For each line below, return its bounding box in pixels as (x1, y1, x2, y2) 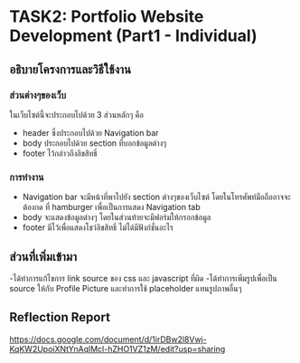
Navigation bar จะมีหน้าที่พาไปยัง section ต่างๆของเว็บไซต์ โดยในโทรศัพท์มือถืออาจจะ (22, 192, 291, 203)
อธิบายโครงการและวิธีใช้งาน (9, 62, 132, 77)
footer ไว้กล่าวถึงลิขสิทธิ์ (22, 148, 98, 158)
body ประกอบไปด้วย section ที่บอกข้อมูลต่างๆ (22, 138, 167, 148)
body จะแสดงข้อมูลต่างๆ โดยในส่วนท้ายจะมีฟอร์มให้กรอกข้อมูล (22, 212, 211, 223)
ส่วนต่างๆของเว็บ (9, 89, 67, 101)
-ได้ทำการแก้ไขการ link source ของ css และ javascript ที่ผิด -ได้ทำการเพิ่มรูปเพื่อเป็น (9, 272, 277, 283)
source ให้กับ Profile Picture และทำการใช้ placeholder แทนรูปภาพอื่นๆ (9, 282, 242, 293)
